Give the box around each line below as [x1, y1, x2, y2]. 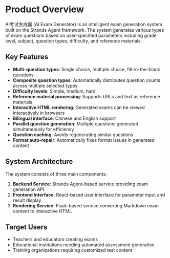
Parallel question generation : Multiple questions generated [12, 120, 139, 126]
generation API [12, 186, 45, 192]
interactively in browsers [12, 110, 65, 116]
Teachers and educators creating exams [12, 236, 98, 243]
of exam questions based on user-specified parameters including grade [5, 32, 157, 38]
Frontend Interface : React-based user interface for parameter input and [12, 191, 165, 198]
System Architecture [5, 157, 73, 166]
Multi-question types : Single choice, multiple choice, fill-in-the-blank [12, 66, 160, 72]
